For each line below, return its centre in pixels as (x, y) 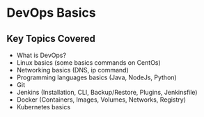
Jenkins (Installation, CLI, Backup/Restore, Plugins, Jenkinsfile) (107, 92)
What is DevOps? (41, 55)
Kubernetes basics (44, 107)
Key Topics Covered (51, 39)
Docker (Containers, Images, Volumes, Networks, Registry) (101, 100)
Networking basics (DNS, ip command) (73, 70)
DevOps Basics (51, 13)
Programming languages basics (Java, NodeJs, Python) (96, 77)
